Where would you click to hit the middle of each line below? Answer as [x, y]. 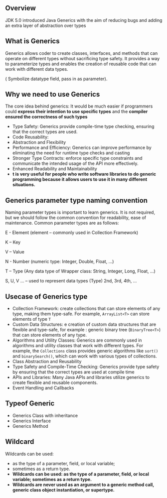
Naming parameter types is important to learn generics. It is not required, [80, 212]
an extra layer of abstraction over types [46, 25]
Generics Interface [32, 421]
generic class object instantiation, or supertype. [63, 490]
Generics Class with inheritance [45, 415]
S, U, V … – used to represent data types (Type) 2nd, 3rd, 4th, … [71, 281]
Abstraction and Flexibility [39, 142]
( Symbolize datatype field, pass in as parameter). [56, 79]
